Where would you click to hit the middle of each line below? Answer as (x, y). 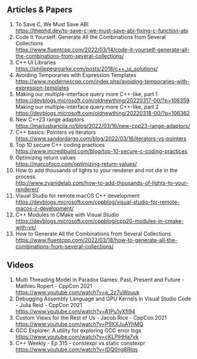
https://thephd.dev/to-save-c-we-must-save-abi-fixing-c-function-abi (102, 30)
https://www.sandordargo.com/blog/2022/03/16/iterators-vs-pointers (101, 138)
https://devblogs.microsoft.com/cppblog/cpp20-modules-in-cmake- (99, 221)
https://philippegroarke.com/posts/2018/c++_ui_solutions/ (87, 69)
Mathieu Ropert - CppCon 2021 (54, 286)
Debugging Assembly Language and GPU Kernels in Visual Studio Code (103, 299)
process (25, 176)
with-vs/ (26, 227)
